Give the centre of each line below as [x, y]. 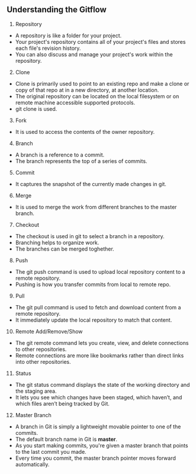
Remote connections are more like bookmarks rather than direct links [99, 355]
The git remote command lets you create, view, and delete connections [102, 342]
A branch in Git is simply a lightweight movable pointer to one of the [98, 427]
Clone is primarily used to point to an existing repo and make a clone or [102, 84]
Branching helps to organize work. [57, 242]
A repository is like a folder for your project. [68, 36]
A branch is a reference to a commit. [60, 155]
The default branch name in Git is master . [66, 439]
